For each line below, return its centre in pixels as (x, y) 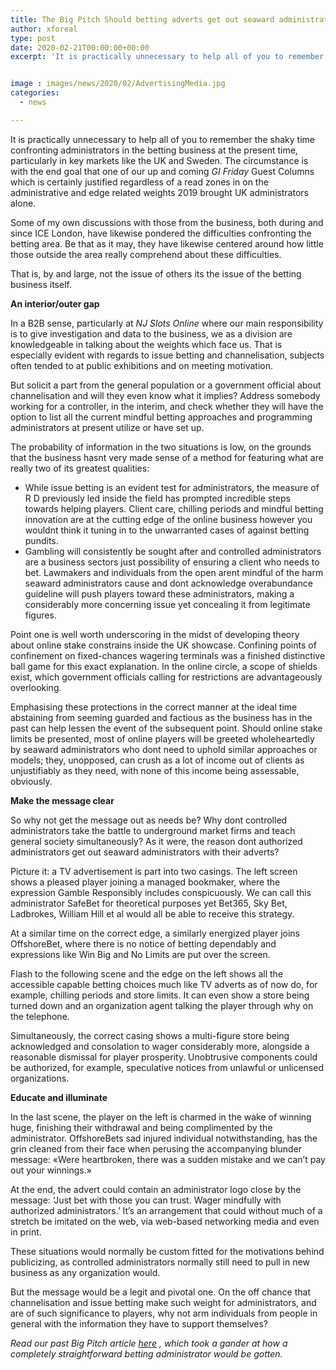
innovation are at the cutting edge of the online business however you (168, 519)
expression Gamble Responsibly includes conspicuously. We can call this (161, 892)
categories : (35, 93)
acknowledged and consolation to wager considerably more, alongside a (160, 1046)
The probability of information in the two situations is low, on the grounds (161, 447)
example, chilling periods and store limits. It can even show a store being (160, 995)
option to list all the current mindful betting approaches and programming (161, 417)
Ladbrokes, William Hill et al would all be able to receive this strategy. (152, 913)
